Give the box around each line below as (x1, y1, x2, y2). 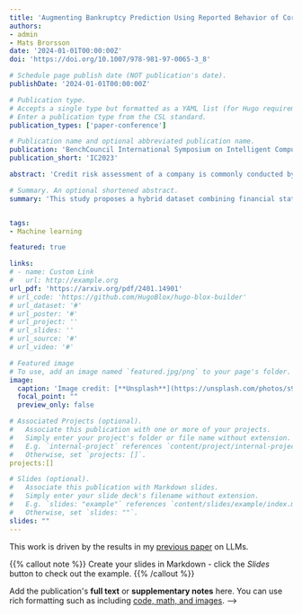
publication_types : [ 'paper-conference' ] (9, 120, 167, 130)
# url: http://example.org (9, 276, 119, 285)
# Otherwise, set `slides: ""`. (9, 508, 139, 517)
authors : (9, 22, 42, 31)
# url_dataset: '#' (9, 301, 83, 310)
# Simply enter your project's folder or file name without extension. (9, 433, 292, 443)
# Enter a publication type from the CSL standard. (9, 112, 207, 121)
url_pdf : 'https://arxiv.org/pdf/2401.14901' (9, 284, 182, 293)
